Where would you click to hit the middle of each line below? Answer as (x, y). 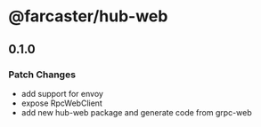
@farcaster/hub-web (88, 16)
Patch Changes (42, 75)
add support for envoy (62, 93)
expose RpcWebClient (62, 103)
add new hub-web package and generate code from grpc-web (136, 112)
